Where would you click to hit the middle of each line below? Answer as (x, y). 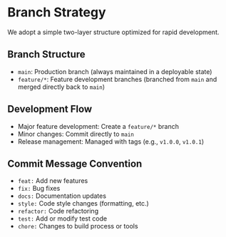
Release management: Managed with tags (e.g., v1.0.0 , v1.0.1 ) (111, 141)
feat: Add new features (53, 181)
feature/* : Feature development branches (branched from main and (117, 79)
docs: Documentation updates (62, 196)
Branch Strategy (57, 12)
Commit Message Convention (75, 163)
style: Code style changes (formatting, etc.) (83, 204)
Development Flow (50, 109)
